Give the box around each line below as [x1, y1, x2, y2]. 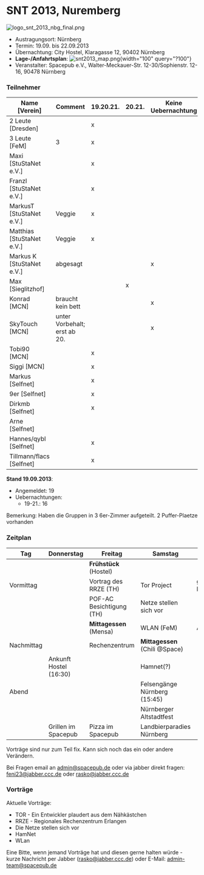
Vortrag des [89, 577, 123, 585]
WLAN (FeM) [140, 623, 178, 632]
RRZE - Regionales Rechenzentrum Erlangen [15, 817, 127, 824]
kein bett [55, 302, 81, 311]
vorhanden [6, 518, 33, 526]
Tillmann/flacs [9, 452, 50, 461]
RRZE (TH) [89, 585, 120, 593]
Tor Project [140, 580, 172, 589]
